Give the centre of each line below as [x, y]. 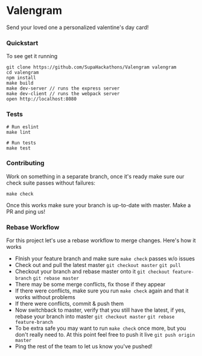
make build [20, 83]
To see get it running [32, 56]
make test [19, 148]
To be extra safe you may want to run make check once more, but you [100, 328]
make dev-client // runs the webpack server [63, 94]
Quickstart [22, 43]
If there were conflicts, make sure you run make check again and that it [102, 291]
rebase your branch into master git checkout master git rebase [95, 317]
